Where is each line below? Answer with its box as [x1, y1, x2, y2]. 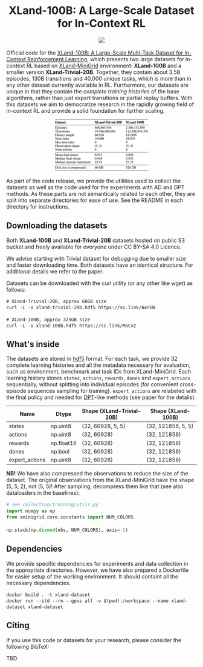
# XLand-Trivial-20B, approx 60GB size [6, 298, 107, 304]
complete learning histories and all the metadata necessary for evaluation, [6, 361, 191, 369]
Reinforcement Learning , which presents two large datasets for [27, 55, 184, 62]
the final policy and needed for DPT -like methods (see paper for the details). [6, 394, 196, 401]
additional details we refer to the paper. [6, 267, 104, 275]
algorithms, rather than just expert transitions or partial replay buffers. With [6, 94, 193, 101]
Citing [6, 620, 30, 631]
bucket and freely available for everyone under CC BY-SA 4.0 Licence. [6, 243, 182, 250]
